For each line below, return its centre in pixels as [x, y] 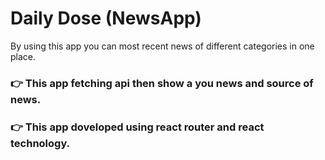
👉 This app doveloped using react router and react [137, 127]
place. [23, 56]
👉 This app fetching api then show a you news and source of [162, 83]
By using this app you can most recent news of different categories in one [162, 46]
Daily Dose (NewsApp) [106, 18]
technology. [40, 143]
